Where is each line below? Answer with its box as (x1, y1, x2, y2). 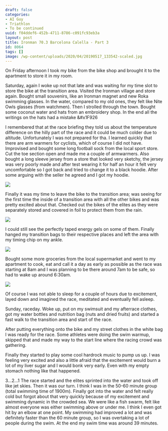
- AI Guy (5, 17, 24, 22)
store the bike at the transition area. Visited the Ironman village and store (5, 88, 155, 94)
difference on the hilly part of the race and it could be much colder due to (5, 130, 157, 136)
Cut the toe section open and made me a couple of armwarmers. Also (5, 151, 149, 157)
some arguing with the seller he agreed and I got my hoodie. (5, 172, 130, 178)
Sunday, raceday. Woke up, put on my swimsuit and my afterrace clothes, (5, 306, 157, 312)
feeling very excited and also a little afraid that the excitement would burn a (5, 357, 161, 363)
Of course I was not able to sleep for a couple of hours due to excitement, (5, 291, 158, 297)
